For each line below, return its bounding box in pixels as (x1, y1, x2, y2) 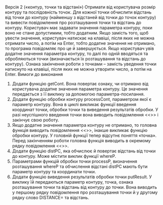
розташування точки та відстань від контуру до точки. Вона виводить (12, 185, 157, 190)
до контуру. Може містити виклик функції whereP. (12, 153, 116, 159)
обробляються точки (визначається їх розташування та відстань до (5, 56, 146, 61)
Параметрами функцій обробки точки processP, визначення (12, 158, 138, 164)
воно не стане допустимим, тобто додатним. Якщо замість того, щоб (5, 30, 149, 36)
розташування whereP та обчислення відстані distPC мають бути (12, 164, 147, 169)
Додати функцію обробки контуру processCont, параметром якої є (12, 96, 152, 102)
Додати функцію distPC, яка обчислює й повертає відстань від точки (12, 148, 156, 154)
